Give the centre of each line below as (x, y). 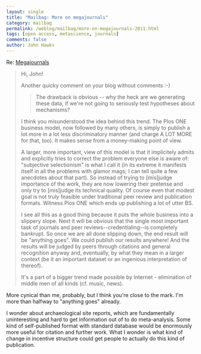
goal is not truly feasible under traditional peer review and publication (106, 196)
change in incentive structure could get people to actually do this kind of (95, 338)
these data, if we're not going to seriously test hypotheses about (115, 103)
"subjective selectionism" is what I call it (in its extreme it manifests (103, 165)
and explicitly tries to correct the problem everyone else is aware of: (105, 158)
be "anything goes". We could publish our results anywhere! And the (105, 240)
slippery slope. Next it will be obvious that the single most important (104, 221)
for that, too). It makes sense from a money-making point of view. (101, 140)
